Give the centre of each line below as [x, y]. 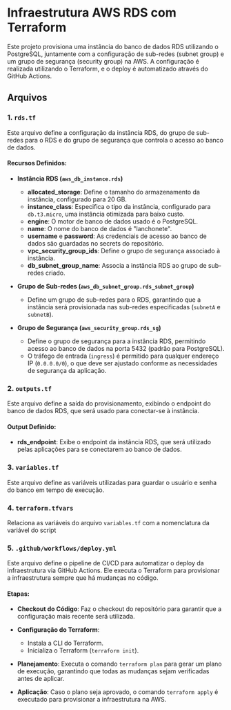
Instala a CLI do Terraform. [65, 643]
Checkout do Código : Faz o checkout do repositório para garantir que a [119, 609]
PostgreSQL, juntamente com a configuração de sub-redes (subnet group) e [115, 54]
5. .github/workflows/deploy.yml [62, 548]
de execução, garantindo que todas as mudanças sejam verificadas [113, 671]
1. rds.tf [22, 118]
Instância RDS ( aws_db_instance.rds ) [70, 179]
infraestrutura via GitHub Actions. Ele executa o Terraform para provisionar [113, 571]
